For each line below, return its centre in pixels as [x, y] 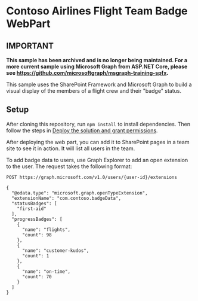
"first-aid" [32, 209]
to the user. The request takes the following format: [69, 166]
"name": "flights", [46, 229]
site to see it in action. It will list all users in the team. [71, 148]
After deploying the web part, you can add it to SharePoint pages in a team [98, 142]
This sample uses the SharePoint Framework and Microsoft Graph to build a [99, 84]
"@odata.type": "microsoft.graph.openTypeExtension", [80, 193]
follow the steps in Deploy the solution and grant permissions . [82, 130]
